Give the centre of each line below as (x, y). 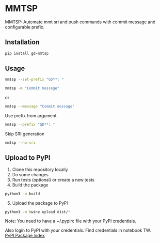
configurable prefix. (25, 27)
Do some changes (30, 174)
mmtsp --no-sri (20, 143)
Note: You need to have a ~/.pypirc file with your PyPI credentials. (71, 221)
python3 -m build (23, 194)
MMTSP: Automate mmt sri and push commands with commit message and (80, 22)
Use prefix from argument (31, 116)
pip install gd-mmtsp (27, 53)
